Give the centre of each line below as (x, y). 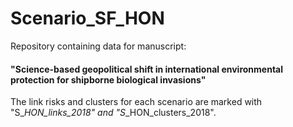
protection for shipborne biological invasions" (108, 79)
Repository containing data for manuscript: (98, 46)
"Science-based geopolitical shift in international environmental (147, 69)
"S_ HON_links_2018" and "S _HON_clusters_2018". (113, 113)
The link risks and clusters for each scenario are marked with (136, 102)
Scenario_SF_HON (87, 18)
